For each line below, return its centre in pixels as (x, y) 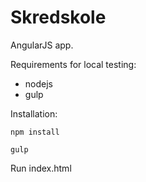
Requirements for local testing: (73, 64)
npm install (35, 132)
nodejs (38, 83)
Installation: (34, 113)
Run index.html (41, 168)
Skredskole (58, 17)
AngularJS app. (42, 45)
